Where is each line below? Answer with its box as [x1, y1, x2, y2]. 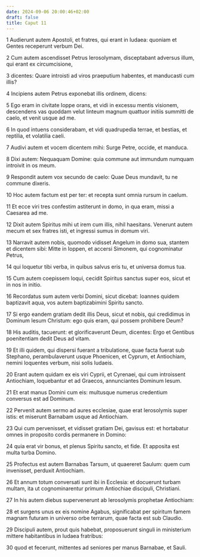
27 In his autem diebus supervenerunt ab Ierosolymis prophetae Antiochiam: [6, 497, 194, 504]
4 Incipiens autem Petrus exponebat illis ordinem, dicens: [6, 90, 147, 98]
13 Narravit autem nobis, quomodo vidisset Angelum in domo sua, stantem [6, 239, 189, 246]
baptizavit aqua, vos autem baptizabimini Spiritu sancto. [6, 299, 144, 306]
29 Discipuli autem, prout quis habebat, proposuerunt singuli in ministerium [6, 526, 191, 533]
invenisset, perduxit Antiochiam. [6, 467, 85, 474]
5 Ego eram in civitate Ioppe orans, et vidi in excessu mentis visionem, [6, 102, 179, 109]
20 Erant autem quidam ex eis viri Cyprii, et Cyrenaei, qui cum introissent [6, 371, 186, 378]
